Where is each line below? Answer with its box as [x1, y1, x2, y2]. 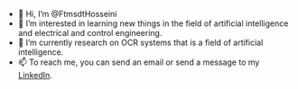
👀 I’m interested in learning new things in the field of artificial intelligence [17, 18, 289, 29]
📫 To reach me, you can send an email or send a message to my [17, 57, 260, 67]
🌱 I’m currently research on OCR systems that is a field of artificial [17, 37, 264, 48]
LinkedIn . [17, 70, 52, 80]
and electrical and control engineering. [17, 28, 163, 38]
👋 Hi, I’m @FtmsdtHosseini [17, 9, 117, 19]
